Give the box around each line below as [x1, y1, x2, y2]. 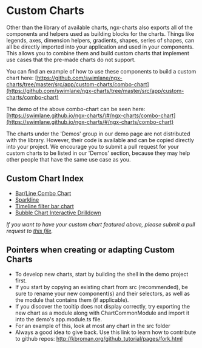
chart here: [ [6, 74, 38, 81]
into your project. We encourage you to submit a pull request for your [6, 143, 179, 150]
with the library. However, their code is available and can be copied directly [6, 136, 194, 143]
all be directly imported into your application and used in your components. [6, 43, 194, 50]
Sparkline [15, 196, 39, 203]
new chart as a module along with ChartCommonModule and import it [15, 309, 190, 316]
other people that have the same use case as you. [6, 155, 131, 163]
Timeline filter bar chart [15, 202, 74, 210]
